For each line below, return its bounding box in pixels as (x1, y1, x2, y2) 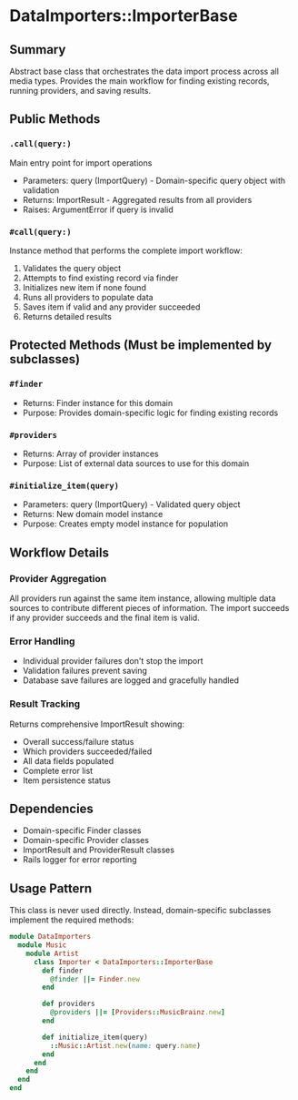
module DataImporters (9, 932, 92, 942)
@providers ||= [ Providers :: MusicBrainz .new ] (49, 1008, 225, 1017)
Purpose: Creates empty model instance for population (22, 518, 229, 529)
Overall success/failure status (22, 736, 134, 747)
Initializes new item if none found (22, 281, 147, 292)
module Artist (25, 949, 79, 958)
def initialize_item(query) (42, 1033, 148, 1042)
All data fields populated (22, 755, 114, 766)
